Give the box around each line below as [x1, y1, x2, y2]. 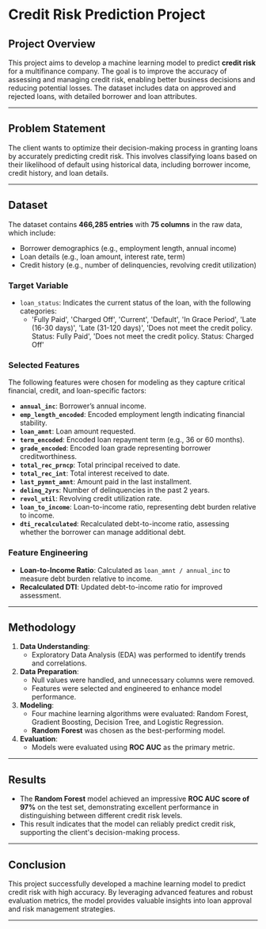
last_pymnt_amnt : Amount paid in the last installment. [19, 477, 192, 487]
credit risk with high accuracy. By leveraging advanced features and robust [8, 887, 253, 897]
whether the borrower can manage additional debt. [19, 528, 186, 537]
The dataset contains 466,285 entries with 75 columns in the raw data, [8, 219, 243, 229]
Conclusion [8, 858, 66, 871]
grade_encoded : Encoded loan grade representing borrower [19, 443, 211, 453]
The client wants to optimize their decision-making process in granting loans [8, 142, 258, 152]
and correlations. [31, 658, 87, 668]
